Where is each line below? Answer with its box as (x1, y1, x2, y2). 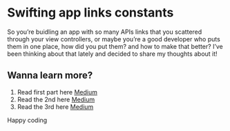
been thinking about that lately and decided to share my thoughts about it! (7, 50, 218, 58)
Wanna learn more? (7, 70, 93, 81)
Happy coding (7, 116, 48, 124)
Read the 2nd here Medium (17, 95, 95, 103)
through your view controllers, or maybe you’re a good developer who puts (7, 34, 221, 43)
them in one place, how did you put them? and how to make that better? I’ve (7, 42, 223, 50)
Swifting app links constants (7, 5, 174, 21)
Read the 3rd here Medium (17, 102, 94, 111)
